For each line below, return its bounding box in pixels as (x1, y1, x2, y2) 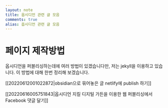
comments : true (5, 17, 38, 22)
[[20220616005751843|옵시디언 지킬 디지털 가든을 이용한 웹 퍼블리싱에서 (5, 91, 153, 97)
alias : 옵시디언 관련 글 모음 (5, 21, 60, 27)
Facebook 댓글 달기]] (5, 97, 48, 103)
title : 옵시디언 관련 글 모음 (5, 12, 60, 17)
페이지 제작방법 (5, 45, 65, 57)
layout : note (5, 7, 33, 13)
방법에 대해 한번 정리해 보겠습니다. (21, 69, 90, 75)
